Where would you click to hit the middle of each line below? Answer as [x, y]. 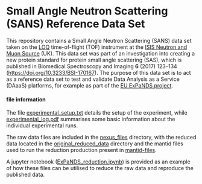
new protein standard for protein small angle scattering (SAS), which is [94, 60]
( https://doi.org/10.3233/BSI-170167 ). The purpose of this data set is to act [99, 72]
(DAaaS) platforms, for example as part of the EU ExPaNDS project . [90, 85]
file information [26, 99]
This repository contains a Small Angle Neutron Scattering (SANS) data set [99, 40]
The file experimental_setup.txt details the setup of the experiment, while [97, 113]
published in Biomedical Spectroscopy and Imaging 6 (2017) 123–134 [92, 66]
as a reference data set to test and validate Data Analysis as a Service [93, 79]
